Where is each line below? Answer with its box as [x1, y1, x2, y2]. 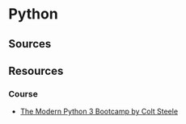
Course [8, 88, 38, 99]
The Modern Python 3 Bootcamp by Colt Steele [19, 106, 179, 117]
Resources [8, 64, 64, 77]
